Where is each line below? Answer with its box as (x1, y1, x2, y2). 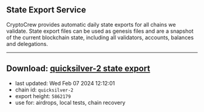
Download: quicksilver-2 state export (6, 64, 151, 74)
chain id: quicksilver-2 (15, 86, 74, 93)
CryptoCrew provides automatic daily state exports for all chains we (6, 21, 176, 28)
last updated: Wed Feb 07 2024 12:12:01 (15, 79, 115, 87)
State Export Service (6, 5, 86, 15)
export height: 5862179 (15, 92, 71, 99)
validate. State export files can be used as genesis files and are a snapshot (6, 27, 194, 35)
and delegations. (6, 40, 49, 47)
